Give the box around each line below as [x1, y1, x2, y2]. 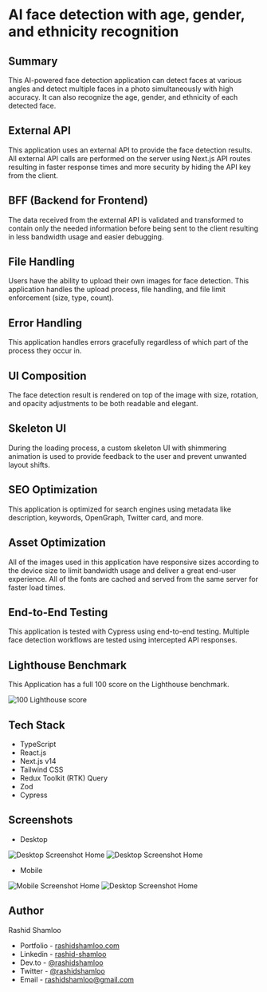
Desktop [19, 834, 48, 844]
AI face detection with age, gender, [8, 6, 245, 24]
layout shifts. [8, 460, 50, 469]
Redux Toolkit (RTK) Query [19, 773, 108, 783]
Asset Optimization [8, 536, 106, 550]
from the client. [8, 170, 58, 180]
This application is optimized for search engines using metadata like [8, 504, 232, 514]
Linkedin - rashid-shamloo [19, 949, 107, 958]
